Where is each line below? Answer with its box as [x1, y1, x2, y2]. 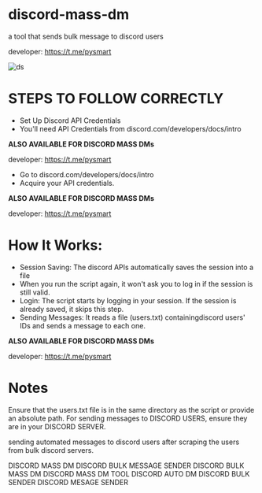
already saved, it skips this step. [19, 304, 124, 313]
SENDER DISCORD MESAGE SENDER [8, 477, 128, 487]
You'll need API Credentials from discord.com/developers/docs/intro [19, 124, 242, 133]
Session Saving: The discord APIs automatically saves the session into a [19, 262, 254, 272]
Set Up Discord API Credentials [19, 116, 121, 125]
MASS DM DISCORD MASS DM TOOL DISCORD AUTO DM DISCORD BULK [8, 469, 250, 478]
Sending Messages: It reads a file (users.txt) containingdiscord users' [19, 313, 245, 322]
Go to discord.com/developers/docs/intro [19, 169, 154, 179]
